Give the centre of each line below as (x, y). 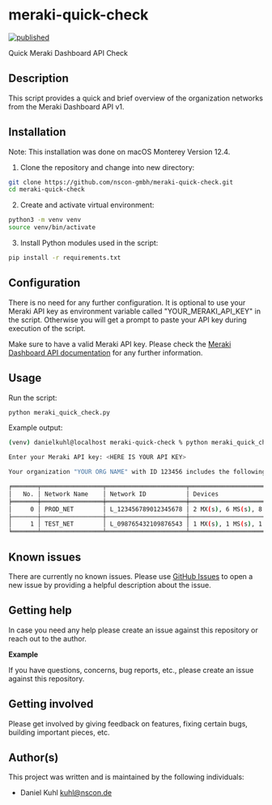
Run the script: (33, 398)
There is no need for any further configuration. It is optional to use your (127, 302)
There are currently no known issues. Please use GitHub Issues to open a (131, 576)
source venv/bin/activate (52, 228)
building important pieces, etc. (59, 732)
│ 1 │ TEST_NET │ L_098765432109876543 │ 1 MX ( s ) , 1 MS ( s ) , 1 (136, 524)
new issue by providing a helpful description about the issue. (110, 585)
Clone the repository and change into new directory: (107, 167)
